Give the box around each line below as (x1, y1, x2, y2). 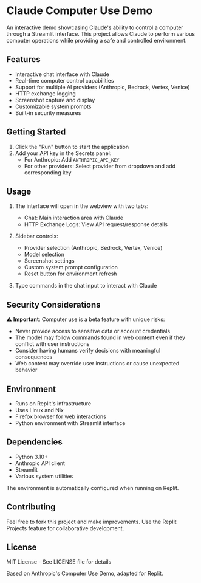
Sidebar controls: (15, 232, 59, 240)
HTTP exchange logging (15, 89, 76, 97)
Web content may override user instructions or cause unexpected (15, 360, 180, 367)
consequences (15, 353, 53, 360)
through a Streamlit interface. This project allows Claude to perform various (6, 30, 196, 37)
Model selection (24, 250, 65, 258)
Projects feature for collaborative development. (6, 524, 124, 532)
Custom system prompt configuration (24, 264, 118, 271)
